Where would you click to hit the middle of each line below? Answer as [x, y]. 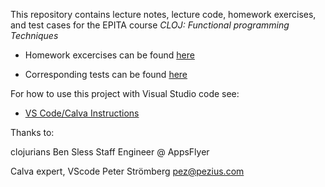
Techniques [34, 35]
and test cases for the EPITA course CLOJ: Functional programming [150, 25]
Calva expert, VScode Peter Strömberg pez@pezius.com [127, 171]
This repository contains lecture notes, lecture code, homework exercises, [163, 14]
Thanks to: [32, 132]
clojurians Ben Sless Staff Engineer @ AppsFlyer [110, 152]
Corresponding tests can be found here [106, 74]
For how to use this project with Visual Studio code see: [125, 93]
